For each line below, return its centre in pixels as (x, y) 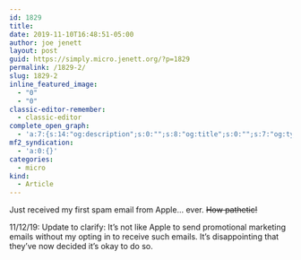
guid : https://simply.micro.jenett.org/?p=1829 (100, 59)
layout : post (34, 51)
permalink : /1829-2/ (48, 68)
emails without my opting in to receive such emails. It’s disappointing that (144, 237)
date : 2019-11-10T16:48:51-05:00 (72, 34)
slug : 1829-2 (34, 76)
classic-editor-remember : (57, 109)
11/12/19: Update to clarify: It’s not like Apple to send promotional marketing (148, 227)
